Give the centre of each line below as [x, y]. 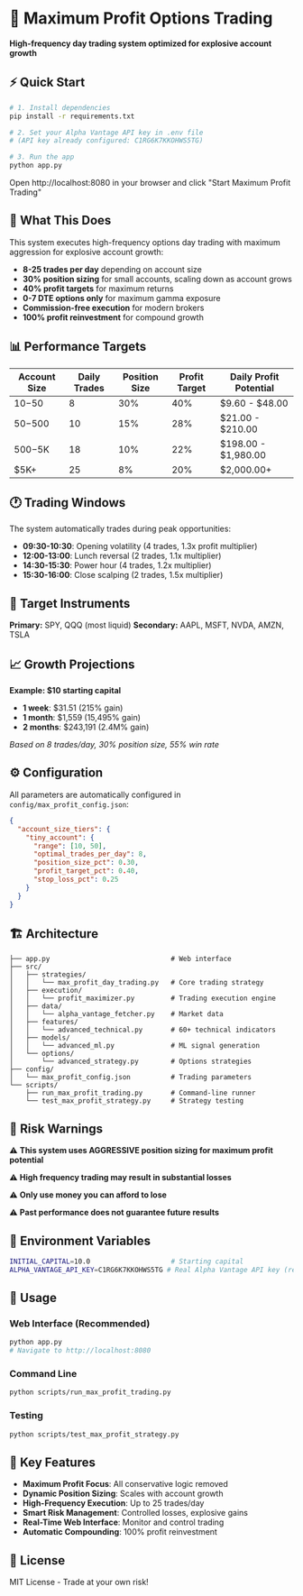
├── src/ [26, 967]
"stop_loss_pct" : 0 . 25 [76, 879]
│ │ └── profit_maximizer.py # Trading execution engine [143, 999]
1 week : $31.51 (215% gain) [73, 708]
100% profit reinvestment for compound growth [113, 317]
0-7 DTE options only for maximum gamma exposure [121, 298]
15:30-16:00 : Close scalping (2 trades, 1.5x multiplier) [123, 575]
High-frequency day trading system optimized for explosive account [141, 43]
